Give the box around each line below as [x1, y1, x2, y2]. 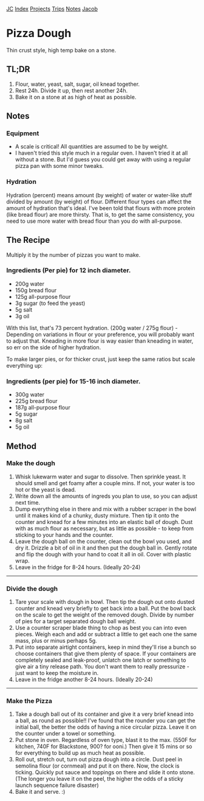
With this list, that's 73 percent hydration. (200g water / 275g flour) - [6, 324, 178, 331]
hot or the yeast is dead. [15, 486, 76, 493]
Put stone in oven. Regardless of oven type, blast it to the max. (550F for [15, 736, 197, 744]
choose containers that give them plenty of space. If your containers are [15, 650, 196, 657]
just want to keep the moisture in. [15, 670, 99, 677]
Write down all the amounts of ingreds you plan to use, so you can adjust [15, 492, 198, 500]
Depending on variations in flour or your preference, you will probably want [6, 331, 194, 338]
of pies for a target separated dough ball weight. [15, 618, 137, 625]
